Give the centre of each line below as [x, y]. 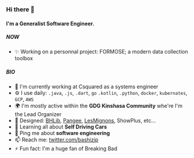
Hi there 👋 [21, 9]
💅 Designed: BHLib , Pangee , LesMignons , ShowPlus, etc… [85, 121]
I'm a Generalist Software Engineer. [50, 24]
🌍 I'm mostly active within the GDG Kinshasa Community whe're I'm [98, 106]
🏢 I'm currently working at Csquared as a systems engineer [86, 87]
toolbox [24, 58]
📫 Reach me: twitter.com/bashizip [56, 140]
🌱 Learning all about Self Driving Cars [61, 127]
